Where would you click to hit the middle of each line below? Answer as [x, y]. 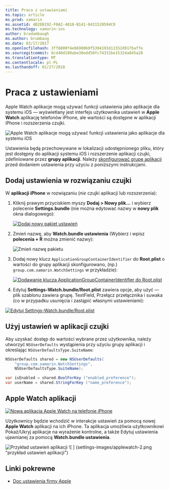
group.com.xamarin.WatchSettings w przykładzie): [65, 270]
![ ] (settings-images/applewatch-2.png [110, 447]
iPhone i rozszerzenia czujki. [35, 123]
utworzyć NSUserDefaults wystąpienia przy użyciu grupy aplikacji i [75, 344]
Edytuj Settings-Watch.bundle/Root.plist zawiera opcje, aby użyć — [86, 289]
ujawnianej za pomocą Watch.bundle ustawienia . [58, 437]
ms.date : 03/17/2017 [27, 44]
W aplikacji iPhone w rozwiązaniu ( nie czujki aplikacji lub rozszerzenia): [81, 193]
